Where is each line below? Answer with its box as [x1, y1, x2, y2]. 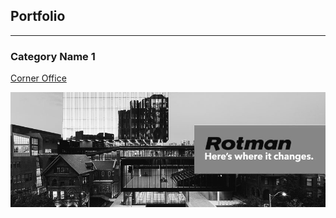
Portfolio [10, 8, 66, 25]
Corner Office [10, 72, 67, 84]
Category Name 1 [10, 49, 96, 63]
